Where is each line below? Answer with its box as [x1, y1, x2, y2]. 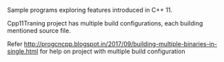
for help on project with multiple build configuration [39, 48, 185, 55]
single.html [7, 48, 39, 55]
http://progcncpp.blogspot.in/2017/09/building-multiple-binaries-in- [23, 40, 218, 48]
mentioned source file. [7, 27, 71, 34]
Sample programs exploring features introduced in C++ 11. [7, 6, 173, 14]
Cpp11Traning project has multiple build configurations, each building [7, 19, 203, 27]
